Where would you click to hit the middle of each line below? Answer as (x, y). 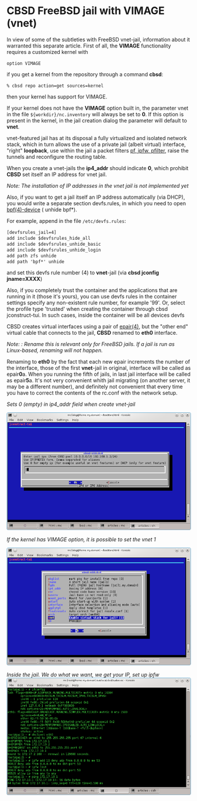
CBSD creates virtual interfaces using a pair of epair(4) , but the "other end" (98, 326)
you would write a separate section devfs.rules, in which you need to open (96, 203)
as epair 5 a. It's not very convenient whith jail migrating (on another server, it (98, 380)
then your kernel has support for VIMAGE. (57, 96)
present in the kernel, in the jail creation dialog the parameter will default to (97, 120)
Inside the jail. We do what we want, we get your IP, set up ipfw (83, 674)
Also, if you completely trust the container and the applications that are (92, 290)
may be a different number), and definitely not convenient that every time (95, 386)
